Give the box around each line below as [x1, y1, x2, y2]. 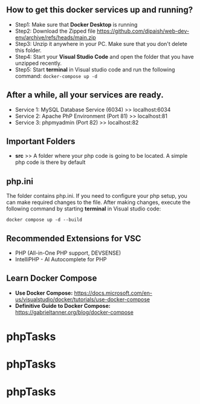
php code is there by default [15, 158, 86, 166]
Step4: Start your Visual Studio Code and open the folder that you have [15, 53, 195, 60]
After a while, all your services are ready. [6, 90, 164, 100]
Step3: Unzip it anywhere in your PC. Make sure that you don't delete [15, 40, 187, 47]
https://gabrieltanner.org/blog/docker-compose [15, 308, 134, 316]
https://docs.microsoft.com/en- [74, 289, 153, 296]
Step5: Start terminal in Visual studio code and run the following [15, 66, 175, 73]
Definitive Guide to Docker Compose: [15, 302, 111, 309]
